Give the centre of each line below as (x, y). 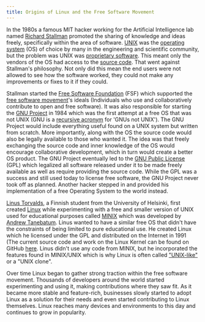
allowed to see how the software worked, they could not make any (90, 75)
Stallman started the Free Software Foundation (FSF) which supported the (99, 93)
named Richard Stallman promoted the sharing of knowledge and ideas (96, 36)
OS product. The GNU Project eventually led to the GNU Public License (96, 158)
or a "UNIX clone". (29, 261)
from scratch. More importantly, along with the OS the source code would (99, 132)
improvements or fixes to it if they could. (57, 81)
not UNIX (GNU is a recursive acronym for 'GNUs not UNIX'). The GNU (95, 119)
